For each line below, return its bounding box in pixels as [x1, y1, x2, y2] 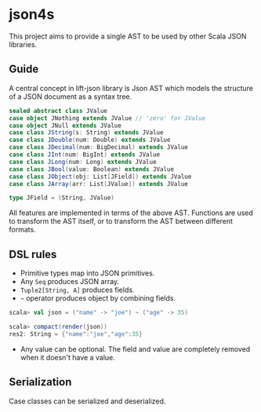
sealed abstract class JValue [9, 107, 108, 115]
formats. [9, 225, 36, 235]
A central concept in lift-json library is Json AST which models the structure [9, 83, 254, 93]
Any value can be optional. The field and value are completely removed [20, 344, 251, 354]
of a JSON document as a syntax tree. [9, 92, 132, 101]
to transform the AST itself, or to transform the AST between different [9, 217, 234, 226]
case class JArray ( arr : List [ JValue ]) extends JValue [9, 180, 189, 188]
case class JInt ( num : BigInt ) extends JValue [9, 151, 160, 159]
